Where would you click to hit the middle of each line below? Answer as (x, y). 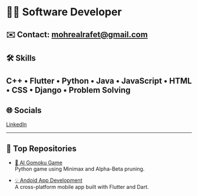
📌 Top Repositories (41, 149)
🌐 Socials (24, 110)
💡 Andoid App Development (48, 180)
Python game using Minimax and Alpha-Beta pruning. (80, 169)
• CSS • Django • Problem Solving (68, 90)
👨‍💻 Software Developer (64, 12)
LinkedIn (16, 124)
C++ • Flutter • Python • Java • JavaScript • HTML (99, 81)
